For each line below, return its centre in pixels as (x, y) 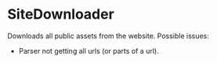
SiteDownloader (61, 14)
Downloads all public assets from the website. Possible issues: (108, 36)
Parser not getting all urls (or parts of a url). (89, 51)
